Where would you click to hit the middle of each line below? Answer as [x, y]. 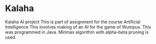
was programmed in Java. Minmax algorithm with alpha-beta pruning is [77, 32]
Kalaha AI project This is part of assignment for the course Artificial [73, 22]
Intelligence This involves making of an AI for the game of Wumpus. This [78, 27]
